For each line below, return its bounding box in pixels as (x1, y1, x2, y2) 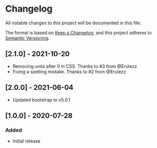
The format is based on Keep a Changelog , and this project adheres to (5, 29, 152, 35)
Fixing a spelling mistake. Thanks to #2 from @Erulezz (12, 68, 126, 75)
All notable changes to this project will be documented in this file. (5, 20, 142, 26)
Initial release (12, 138, 41, 144)
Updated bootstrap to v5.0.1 (12, 97, 70, 103)
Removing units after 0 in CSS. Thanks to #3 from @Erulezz (12, 63, 137, 69)
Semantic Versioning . (5, 35, 50, 41)
